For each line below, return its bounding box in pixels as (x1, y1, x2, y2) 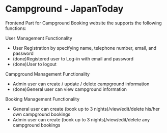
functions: (5, 25, 26, 31)
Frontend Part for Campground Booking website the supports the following (5, 20, 162, 26)
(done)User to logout (12, 61, 57, 67)
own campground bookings (12, 111, 71, 117)
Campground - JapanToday (5, 3, 124, 15)
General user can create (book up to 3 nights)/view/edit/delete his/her (12, 106, 160, 112)
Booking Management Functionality (5, 96, 80, 102)
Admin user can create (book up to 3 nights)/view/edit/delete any (12, 116, 150, 122)
